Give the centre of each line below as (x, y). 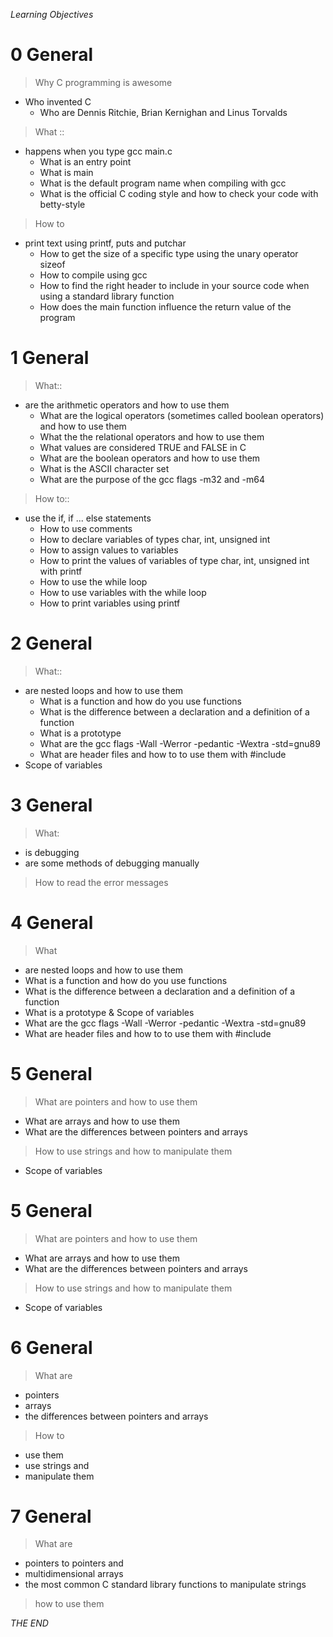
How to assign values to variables (109, 550)
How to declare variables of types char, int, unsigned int (155, 539)
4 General (52, 922)
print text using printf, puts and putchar (105, 243)
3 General (51, 805)
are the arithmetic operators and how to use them (127, 405)
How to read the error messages (101, 882)
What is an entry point (85, 161)
